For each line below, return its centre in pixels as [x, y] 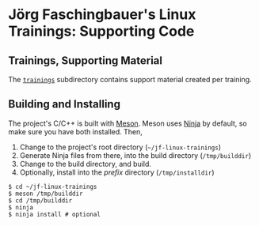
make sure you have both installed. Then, [75, 131]
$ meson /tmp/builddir [46, 194]
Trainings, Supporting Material [85, 60]
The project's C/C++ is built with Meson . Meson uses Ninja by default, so [128, 123]
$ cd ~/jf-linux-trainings [53, 186]
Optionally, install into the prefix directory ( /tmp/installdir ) [117, 172]
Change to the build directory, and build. [86, 164]
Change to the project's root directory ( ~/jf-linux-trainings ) [120, 147]
